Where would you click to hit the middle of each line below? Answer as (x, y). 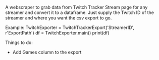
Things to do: (19, 42)
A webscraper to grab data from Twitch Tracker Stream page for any (76, 7)
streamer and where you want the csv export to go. (59, 18)
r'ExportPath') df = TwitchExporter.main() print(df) (57, 33)
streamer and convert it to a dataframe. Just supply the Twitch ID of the (80, 12)
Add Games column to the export (47, 52)
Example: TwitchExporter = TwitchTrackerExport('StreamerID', (70, 27)
